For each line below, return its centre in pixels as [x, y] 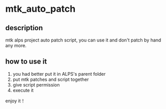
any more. [16, 46]
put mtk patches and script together [51, 79]
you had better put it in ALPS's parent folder [59, 74]
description [24, 28]
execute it [23, 90]
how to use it [26, 62]
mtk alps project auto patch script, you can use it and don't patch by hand [83, 40]
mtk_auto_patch [40, 9]
